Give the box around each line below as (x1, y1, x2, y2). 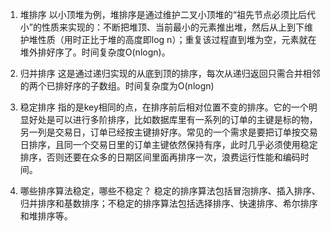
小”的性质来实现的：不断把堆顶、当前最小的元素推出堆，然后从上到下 (19, 21, 305, 33)
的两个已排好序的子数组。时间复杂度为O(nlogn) (19, 80, 215, 92)
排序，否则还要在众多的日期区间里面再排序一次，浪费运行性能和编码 (19, 151, 301, 163)
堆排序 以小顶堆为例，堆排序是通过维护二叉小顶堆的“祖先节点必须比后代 (19, 9, 316, 20)
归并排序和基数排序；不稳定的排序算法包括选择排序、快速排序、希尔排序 (19, 198, 318, 209)
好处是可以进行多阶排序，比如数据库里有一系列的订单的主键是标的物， (28, 114, 318, 125)
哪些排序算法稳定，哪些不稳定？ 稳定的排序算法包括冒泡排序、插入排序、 (19, 185, 321, 197)
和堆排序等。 (19, 210, 73, 222)
